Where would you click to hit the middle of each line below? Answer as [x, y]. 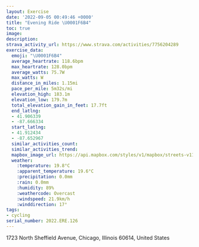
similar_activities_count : [45, 144]
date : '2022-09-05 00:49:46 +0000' [50, 17]
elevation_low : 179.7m [39, 100]
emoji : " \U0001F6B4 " [37, 56]
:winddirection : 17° [42, 204]
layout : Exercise [28, 12]
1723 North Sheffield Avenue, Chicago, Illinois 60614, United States [88, 238]
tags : [13, 210]
